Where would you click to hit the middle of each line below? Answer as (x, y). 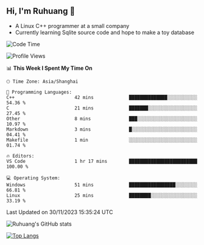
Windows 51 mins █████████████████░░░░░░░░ (102, 185)
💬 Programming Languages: (39, 92)
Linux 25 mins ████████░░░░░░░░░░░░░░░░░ (102, 195)
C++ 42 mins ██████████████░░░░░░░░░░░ (102, 97)
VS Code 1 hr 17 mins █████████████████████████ (102, 161)
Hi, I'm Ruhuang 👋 (41, 11)
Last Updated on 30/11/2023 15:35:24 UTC (60, 212)
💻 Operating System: (33, 178)
